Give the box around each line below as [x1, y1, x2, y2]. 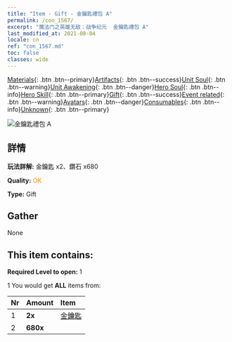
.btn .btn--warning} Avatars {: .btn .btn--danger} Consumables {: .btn [7, 98, 202, 106]
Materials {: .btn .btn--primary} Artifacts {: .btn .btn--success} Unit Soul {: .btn [7, 75, 226, 84]
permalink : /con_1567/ [7, 17, 74, 24]
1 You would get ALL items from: [7, 282, 101, 290]
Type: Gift [7, 190, 37, 198]
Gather [7, 210, 39, 222]
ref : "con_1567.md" [7, 43, 65, 50]
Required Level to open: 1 [7, 268, 82, 276]
